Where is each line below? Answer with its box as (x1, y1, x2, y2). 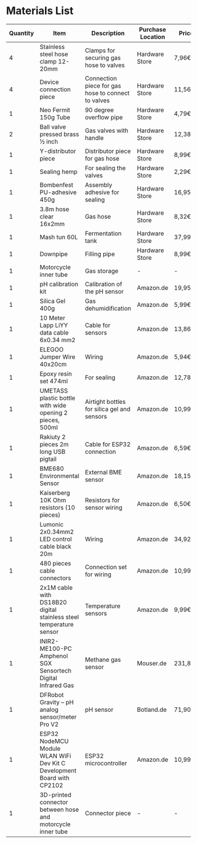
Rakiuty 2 (39, 433, 66, 441)
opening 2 (39, 409, 68, 417)
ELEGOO (39, 345, 64, 353)
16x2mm (39, 219, 65, 228)
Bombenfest (39, 180, 73, 189)
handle (84, 133, 104, 142)
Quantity (9, 29, 34, 37)
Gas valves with (84, 126, 129, 135)
